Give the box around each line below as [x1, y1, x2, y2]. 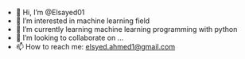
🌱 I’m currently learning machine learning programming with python [15, 25, 238, 33]
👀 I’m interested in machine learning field [15, 16, 150, 26]
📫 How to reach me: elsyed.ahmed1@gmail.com [15, 42, 176, 51]
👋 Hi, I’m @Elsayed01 [15, 8, 85, 17]
